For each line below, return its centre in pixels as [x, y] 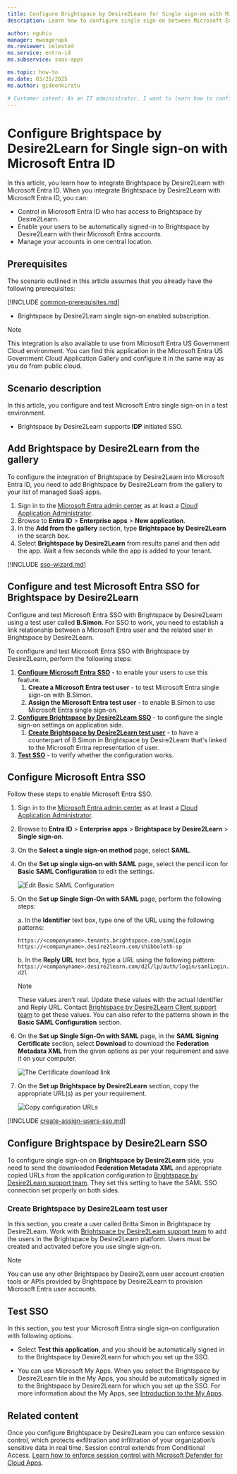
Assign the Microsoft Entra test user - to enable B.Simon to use [121, 702]
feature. [29, 679]
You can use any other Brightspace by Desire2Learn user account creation [116, 1274]
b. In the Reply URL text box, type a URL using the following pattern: [117, 960]
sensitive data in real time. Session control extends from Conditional [106, 1448]
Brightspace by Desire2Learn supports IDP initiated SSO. [100, 426]
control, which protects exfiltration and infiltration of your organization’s [111, 1440]
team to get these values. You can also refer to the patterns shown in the [123, 1015]
